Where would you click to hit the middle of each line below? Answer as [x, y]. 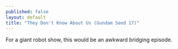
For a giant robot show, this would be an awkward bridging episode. [89, 40]
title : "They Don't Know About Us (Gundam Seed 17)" [73, 23]
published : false [27, 12]
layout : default [26, 17]
